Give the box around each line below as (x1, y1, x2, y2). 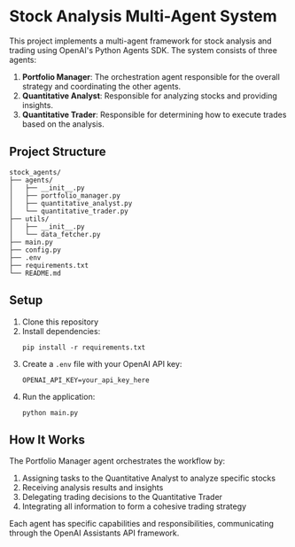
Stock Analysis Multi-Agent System (9, 6, 277, 27)
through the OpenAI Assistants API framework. (9, 527, 180, 538)
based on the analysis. (21, 118, 105, 129)
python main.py (21, 408, 79, 418)
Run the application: (21, 391, 96, 402)
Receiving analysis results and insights (21, 482, 164, 493)
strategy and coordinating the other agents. (21, 81, 182, 91)
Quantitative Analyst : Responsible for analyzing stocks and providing (21, 90, 277, 101)
